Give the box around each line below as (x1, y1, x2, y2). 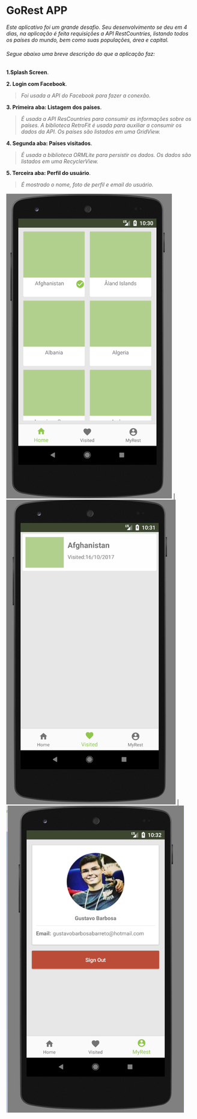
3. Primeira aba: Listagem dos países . (6, 103, 102, 111)
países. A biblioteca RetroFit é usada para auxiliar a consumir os (20, 121, 182, 129)
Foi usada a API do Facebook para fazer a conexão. (20, 92, 151, 99)
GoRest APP (6, 4, 68, 17)
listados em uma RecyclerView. (20, 158, 98, 165)
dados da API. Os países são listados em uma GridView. (20, 128, 161, 135)
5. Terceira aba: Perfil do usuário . (6, 170, 91, 177)
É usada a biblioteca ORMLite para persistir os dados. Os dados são (20, 152, 192, 159)
